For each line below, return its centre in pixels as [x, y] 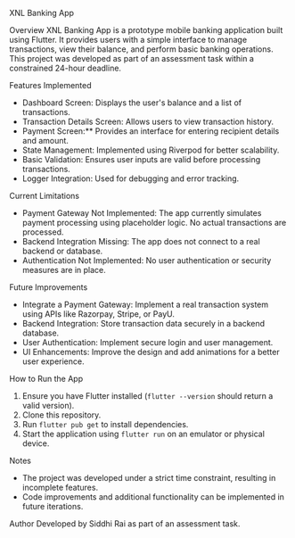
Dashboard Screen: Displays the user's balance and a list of [132, 103]
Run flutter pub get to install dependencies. [105, 424]
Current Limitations [45, 196]
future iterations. [53, 506]
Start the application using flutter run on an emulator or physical [143, 434]
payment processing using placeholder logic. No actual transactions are [154, 223]
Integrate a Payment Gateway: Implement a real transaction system [145, 304]
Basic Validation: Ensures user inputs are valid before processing [141, 159]
